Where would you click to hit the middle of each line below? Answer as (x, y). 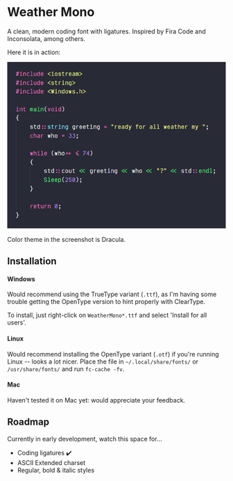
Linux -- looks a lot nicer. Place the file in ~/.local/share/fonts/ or (103, 361)
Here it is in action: (34, 52)
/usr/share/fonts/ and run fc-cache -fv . (66, 368)
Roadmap (28, 422)
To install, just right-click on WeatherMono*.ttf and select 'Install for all (107, 315)
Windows (21, 279)
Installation (32, 261)
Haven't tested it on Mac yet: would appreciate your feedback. (96, 400)
